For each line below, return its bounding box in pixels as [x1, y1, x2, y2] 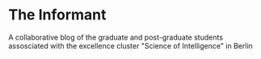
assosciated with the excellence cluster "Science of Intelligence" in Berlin [8, 40, 253, 50]
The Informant [8, 6, 107, 24]
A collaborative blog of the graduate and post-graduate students [8, 32, 224, 42]
